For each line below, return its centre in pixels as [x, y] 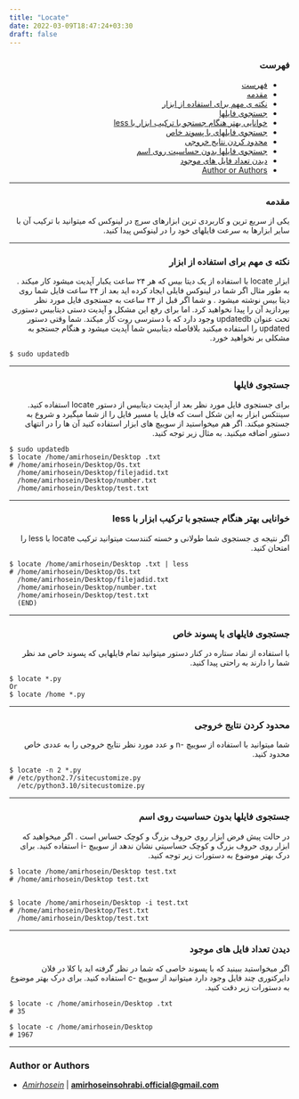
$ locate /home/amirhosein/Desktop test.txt [93, 871]
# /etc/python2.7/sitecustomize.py [75, 778]
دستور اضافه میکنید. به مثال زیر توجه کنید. [221, 432]
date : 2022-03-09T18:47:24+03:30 [71, 26]
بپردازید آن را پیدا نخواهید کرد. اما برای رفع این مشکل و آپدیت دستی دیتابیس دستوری [151, 309]
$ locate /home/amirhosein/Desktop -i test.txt [99, 902]
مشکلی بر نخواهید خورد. [250, 338]
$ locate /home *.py [48, 695]
